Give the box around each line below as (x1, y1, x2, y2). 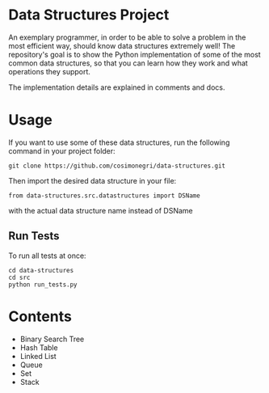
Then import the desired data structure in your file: (8, 175, 177, 185)
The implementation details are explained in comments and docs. (8, 82, 225, 92)
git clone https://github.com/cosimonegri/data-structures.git (8, 162, 226, 170)
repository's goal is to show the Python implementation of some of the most (8, 49, 261, 59)
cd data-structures (8, 266, 74, 274)
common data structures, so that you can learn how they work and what (8, 58, 248, 68)
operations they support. (8, 66, 91, 76)
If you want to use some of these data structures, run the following (8, 137, 230, 147)
